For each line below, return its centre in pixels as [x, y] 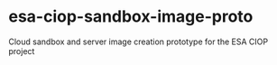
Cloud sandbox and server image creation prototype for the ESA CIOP [138, 42]
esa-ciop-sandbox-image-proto [131, 17]
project [22, 51]
